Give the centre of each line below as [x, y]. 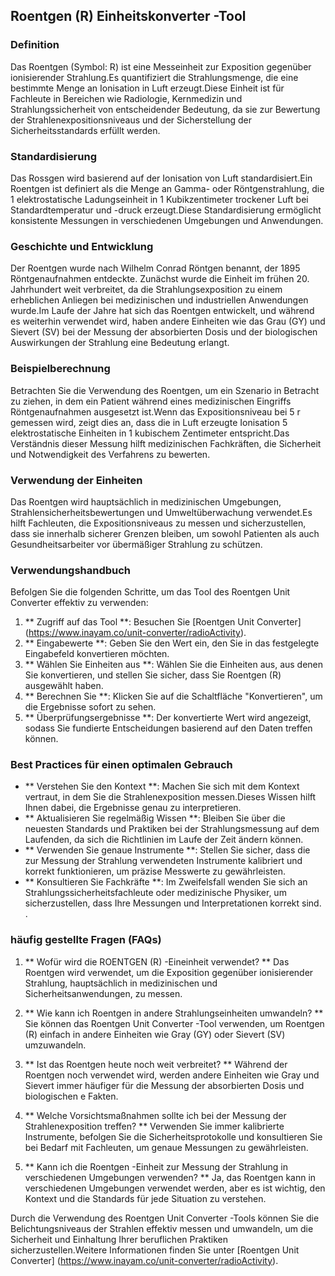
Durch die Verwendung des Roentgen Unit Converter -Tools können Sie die [165, 1218]
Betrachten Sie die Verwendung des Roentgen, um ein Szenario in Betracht [165, 390]
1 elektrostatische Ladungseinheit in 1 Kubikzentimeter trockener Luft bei [159, 199]
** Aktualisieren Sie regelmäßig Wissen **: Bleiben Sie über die [155, 818]
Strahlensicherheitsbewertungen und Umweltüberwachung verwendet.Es [161, 512]
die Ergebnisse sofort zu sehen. [90, 707]
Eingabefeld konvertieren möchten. [97, 654]
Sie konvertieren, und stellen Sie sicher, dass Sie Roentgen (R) [153, 675]
